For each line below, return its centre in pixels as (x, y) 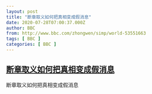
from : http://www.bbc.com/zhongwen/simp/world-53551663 (76, 33)
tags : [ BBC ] (24, 39)
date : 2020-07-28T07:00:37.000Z (46, 22)
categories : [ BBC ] (32, 45)
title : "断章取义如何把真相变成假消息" (49, 17)
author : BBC (21, 28)
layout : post (22, 11)
